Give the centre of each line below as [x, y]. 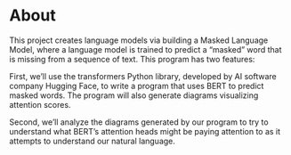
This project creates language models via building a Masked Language [139, 40]
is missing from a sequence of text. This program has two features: [132, 59]
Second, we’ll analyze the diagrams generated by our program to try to [139, 122]
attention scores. [40, 104]
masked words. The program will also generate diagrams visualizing [134, 95]
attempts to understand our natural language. [93, 141]
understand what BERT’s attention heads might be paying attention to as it [145, 131]
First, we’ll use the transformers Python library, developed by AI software [143, 76]
